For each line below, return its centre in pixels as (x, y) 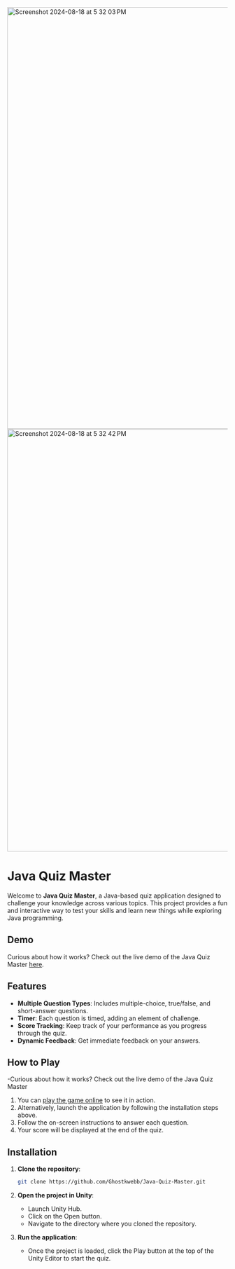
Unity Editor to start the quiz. (69, 1258)
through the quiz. (42, 1033)
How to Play (34, 1062)
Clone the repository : (49, 1169)
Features (27, 986)
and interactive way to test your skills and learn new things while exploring (114, 910)
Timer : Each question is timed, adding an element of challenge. (109, 1018)
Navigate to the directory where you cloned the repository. (112, 1224)
